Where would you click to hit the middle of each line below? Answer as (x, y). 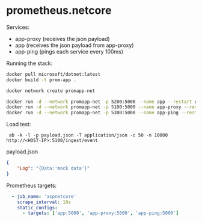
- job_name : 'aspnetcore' (44, 196)
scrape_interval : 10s (44, 202)
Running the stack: (29, 63)
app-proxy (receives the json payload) (62, 39)
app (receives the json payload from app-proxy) (74, 45)
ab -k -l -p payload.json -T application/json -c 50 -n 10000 (88, 135)
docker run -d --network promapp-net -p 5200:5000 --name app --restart (99, 102)
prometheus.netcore (59, 11)
